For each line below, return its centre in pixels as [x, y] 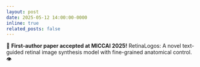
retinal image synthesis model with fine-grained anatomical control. [108, 53]
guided [15, 53]
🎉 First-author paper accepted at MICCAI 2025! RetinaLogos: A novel [94, 46]
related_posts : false [33, 29]
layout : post [23, 12]
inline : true [23, 23]
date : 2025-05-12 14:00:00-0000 [47, 18]
